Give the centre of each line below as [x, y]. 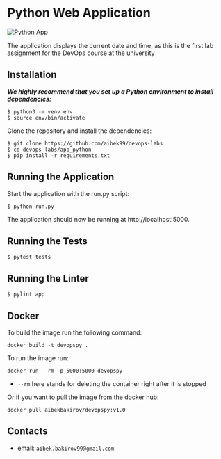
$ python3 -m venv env [40, 112]
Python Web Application [79, 13]
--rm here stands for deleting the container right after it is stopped [112, 384]
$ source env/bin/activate [46, 118]
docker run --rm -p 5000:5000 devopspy [65, 371]
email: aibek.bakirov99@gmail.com [66, 448]
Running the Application [61, 177]
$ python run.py [31, 207]
